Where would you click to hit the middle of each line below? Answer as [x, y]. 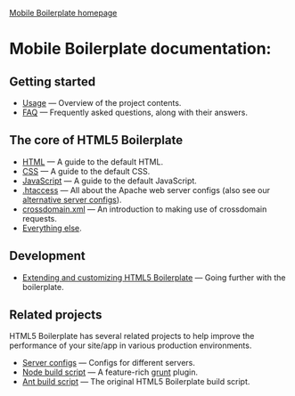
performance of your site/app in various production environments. [131, 345]
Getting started [53, 81]
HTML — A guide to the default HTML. [92, 162]
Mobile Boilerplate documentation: [140, 49]
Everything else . [52, 228]
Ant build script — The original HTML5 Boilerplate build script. [136, 382]
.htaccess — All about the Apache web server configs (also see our [146, 190]
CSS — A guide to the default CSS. [86, 171]
